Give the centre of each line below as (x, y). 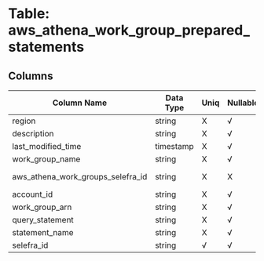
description (33, 134)
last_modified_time (47, 146)
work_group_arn (42, 207)
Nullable (243, 103)
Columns (31, 76)
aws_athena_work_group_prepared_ (129, 30)
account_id (33, 194)
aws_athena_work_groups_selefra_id (80, 177)
